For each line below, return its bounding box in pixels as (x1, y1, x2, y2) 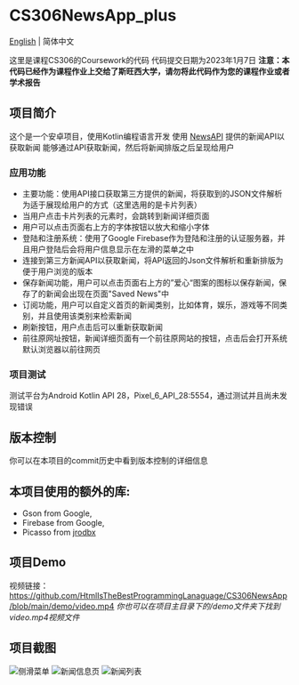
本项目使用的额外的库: (9, 484, 131, 499)
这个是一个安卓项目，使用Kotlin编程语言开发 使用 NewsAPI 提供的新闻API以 (9, 131, 285, 141)
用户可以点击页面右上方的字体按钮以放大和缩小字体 (21, 222, 210, 232)
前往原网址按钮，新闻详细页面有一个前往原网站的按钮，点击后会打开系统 (21, 333, 287, 343)
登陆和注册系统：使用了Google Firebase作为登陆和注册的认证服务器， (21, 233, 279, 244)
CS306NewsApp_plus (9, 5, 177, 26)
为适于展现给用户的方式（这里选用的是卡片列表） (21, 199, 202, 210)
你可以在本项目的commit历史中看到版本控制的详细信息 (9, 455, 208, 466)
